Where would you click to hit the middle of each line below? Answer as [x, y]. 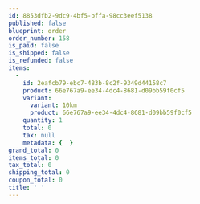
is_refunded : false [41, 61]
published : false [37, 23]
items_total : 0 [34, 157]
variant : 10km [53, 105]
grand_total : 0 [34, 150]
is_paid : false [34, 46]
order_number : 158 [39, 38]
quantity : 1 [43, 120]
